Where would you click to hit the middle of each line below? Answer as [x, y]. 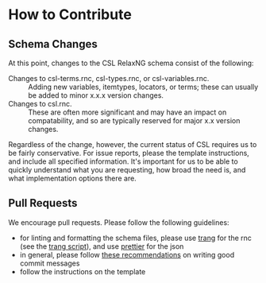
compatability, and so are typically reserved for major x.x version [134, 120]
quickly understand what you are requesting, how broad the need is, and [127, 170]
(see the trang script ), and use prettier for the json [102, 246]
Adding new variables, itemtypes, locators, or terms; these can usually [143, 87]
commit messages [50, 263]
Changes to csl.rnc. [40, 104]
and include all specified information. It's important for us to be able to [123, 161]
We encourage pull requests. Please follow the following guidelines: [119, 222]
